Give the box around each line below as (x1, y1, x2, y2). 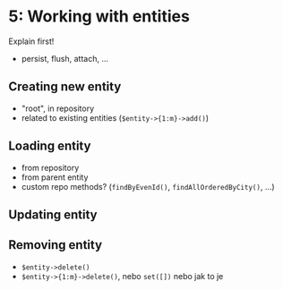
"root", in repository (21, 103, 95, 114)
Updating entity (8, 207, 98, 222)
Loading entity (8, 139, 91, 154)
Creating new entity (8, 79, 122, 95)
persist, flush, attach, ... (21, 53, 109, 64)
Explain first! (8, 36, 55, 47)
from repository (21, 162, 80, 173)
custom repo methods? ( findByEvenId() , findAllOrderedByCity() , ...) (21, 181, 275, 192)
